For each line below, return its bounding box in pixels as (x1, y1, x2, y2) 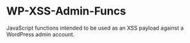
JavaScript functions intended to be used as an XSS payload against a (6, 24, 184, 31)
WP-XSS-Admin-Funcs (6, 4, 126, 18)
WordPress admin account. (6, 30, 75, 38)
